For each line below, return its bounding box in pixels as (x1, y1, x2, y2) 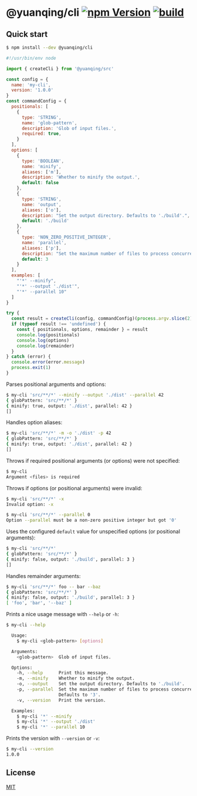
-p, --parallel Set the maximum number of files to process (16, 686, 169, 692)
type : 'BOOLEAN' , (21, 158, 64, 164)
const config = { (6, 76, 49, 82)
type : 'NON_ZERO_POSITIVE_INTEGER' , (21, 234, 111, 240)
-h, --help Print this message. (16, 670, 109, 676)
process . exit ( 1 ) (11, 365, 51, 371)
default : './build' (21, 218, 69, 224)
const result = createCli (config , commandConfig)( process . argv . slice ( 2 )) (11, 316, 195, 322)
